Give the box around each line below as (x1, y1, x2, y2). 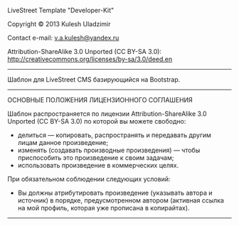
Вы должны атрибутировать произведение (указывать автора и (17, 188, 213, 197)
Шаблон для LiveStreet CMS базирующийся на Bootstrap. (7, 75, 181, 84)
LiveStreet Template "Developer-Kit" (7, 6, 115, 14)
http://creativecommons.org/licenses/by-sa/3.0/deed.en (7, 55, 173, 63)
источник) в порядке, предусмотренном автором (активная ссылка (17, 196, 224, 205)
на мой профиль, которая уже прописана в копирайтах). (17, 204, 190, 212)
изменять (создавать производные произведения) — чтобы (17, 146, 201, 154)
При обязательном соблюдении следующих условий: (7, 175, 171, 183)
